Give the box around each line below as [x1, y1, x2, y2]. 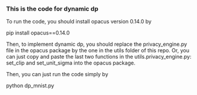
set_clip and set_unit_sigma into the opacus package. [6, 59, 136, 66]
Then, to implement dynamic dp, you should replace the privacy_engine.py [6, 40, 188, 48]
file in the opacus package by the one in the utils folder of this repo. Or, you [6, 47, 190, 54]
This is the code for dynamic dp [6, 5, 98, 13]
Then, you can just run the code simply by [6, 71, 109, 78]
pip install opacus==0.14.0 [6, 29, 70, 36]
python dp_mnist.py [6, 82, 54, 89]
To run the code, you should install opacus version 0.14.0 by [6, 18, 152, 25]
